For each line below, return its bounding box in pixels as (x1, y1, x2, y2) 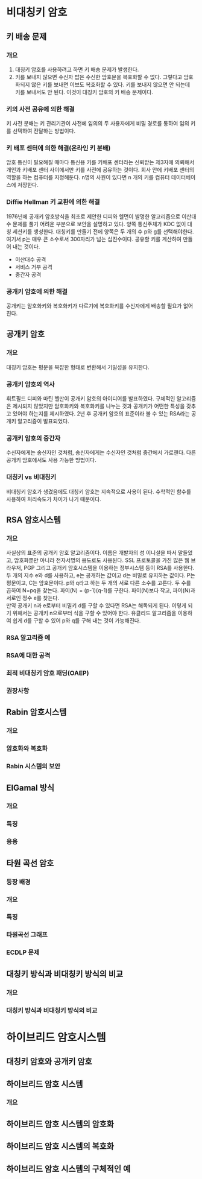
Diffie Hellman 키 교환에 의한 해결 (6, 198, 101, 206)
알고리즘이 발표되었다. (17, 417, 69, 425)
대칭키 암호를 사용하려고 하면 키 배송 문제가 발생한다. (14, 66, 139, 73)
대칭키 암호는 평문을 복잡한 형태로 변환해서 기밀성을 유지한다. (6, 363, 150, 371)
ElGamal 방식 (6, 782, 55, 793)
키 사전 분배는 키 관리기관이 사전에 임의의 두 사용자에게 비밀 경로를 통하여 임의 (6, 120, 190, 127)
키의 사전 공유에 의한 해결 (6, 105, 75, 113)
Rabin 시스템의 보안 (6, 762, 61, 771)
